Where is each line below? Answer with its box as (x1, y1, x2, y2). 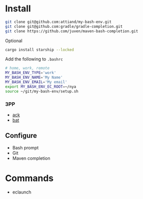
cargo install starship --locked (5, 47, 74, 52)
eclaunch (12, 189, 32, 195)
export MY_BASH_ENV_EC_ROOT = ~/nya (5, 84, 77, 89)
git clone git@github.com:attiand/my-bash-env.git (5, 19, 112, 24)
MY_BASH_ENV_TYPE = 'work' (5, 70, 56, 75)
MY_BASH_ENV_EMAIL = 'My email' (5, 80, 68, 85)
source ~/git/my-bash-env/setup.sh (5, 89, 79, 94)
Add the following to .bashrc (5, 56, 63, 62)
